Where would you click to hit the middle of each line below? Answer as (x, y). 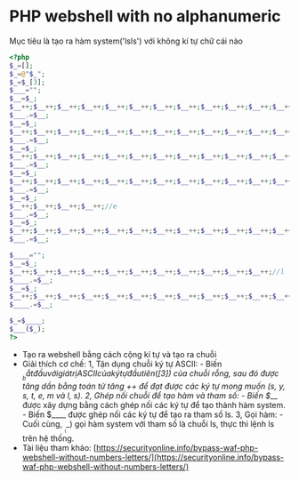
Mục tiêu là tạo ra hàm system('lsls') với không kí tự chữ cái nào (126, 41)
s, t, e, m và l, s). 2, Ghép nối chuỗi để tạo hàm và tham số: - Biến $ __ (150, 395)
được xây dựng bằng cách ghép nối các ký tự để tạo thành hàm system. (154, 405)
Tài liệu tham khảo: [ (59, 448)
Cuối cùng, (42, 423)
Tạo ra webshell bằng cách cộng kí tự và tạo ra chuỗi (119, 354)
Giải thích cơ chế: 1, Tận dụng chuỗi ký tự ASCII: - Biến (122, 364)
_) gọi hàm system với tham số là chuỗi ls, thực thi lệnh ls (170, 423)
